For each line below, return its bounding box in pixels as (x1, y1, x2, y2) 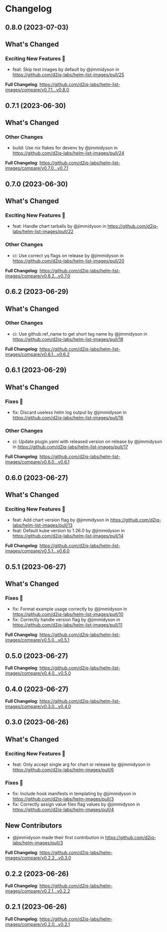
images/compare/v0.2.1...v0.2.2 (5, 888, 70, 894)
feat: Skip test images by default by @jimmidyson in (12, 66, 119, 73)
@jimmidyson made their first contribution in (12, 835, 104, 841)
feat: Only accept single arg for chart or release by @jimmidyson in (12, 761, 151, 767)
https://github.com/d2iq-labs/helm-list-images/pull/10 (12, 611, 123, 617)
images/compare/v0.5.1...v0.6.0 (5, 548, 70, 554)
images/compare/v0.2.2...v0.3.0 (5, 855, 71, 861)
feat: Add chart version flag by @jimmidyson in (12, 517, 109, 523)
